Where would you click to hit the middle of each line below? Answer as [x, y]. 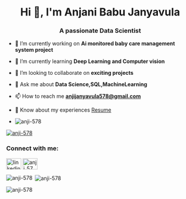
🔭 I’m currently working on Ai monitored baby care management [95, 43]
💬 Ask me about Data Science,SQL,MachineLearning [81, 84]
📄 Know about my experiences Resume [63, 110]
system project [34, 50]
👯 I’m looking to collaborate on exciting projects [74, 73]
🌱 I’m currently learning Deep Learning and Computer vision [90, 61]
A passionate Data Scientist [100, 31]
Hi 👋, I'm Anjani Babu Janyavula [100, 12]
